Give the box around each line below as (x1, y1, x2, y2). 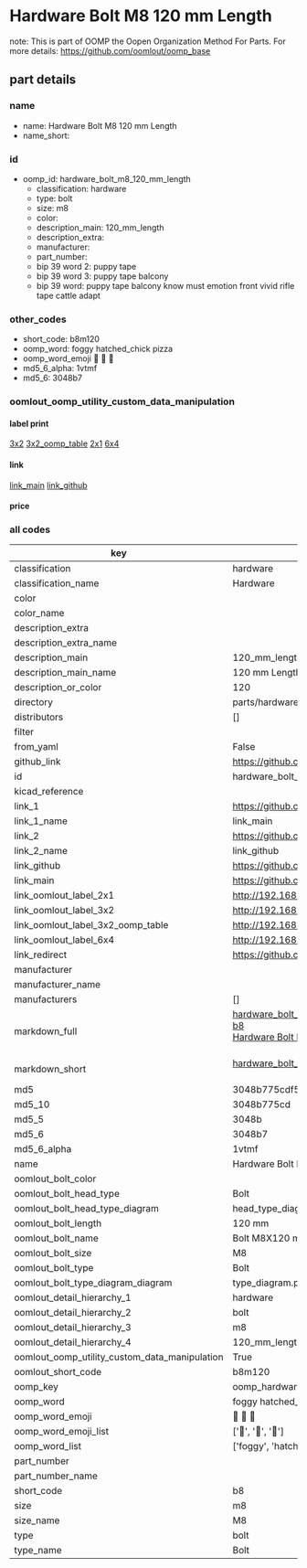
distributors (14, 710, 64, 723)
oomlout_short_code (14, 1366, 102, 1379)
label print (9, 418, 49, 429)
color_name (14, 607, 65, 620)
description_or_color (14, 681, 102, 694)
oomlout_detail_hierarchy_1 (14, 1291, 132, 1304)
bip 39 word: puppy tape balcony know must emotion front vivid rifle (36, 280, 295, 291)
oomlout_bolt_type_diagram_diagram (14, 1276, 173, 1289)
